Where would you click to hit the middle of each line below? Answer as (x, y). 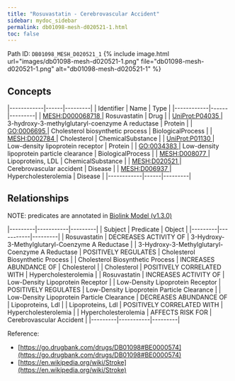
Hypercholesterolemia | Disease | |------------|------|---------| (99, 176)
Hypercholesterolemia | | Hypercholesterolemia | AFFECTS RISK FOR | (110, 312)
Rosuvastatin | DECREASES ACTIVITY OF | (127, 237)
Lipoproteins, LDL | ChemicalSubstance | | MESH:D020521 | (94, 161)
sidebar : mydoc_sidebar (42, 21)
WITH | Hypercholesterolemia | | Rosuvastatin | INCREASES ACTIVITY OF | (116, 275)
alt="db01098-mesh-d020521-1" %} (108, 69)
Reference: (23, 333)
